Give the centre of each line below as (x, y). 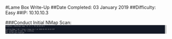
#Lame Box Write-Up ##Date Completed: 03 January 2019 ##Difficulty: (81, 7)
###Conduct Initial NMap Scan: (38, 23)
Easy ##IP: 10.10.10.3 (27, 13)
